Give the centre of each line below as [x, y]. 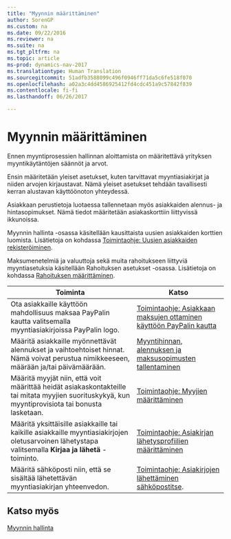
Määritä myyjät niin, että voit [56, 378]
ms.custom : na [27, 26]
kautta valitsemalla [41, 321]
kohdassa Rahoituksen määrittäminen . [61, 275]
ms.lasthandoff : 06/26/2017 [47, 97]
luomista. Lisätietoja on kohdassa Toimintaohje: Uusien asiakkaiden [102, 240]
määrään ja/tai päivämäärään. [58, 367]
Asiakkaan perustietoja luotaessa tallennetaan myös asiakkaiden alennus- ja [115, 205]
